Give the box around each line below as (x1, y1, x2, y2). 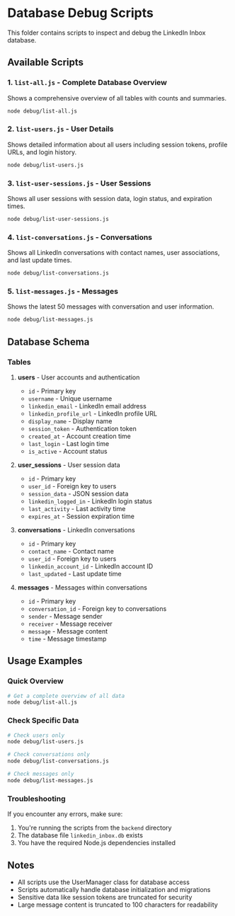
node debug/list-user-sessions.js (7, 215, 110, 222)
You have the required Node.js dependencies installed (17, 839, 176, 847)
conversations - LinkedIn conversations (17, 525, 136, 534)
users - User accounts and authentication (17, 373, 140, 382)
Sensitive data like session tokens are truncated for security (17, 893, 193, 901)
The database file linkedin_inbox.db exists (17, 831, 144, 840)
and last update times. (7, 256, 72, 265)
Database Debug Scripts (7, 5, 154, 21)
